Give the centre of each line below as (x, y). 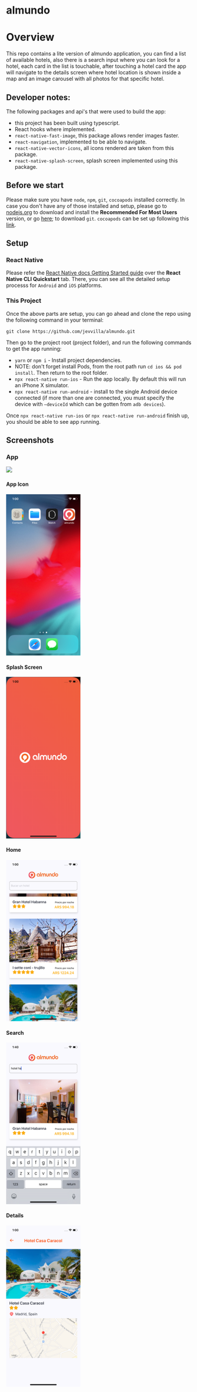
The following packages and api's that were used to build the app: (86, 111)
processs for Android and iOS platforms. (54, 285)
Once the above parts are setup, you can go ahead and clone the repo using (98, 313)
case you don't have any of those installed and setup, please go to (87, 206)
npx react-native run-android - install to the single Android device (96, 391)
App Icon (17, 484)
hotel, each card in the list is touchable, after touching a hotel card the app (96, 66)
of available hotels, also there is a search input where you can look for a (93, 60)
